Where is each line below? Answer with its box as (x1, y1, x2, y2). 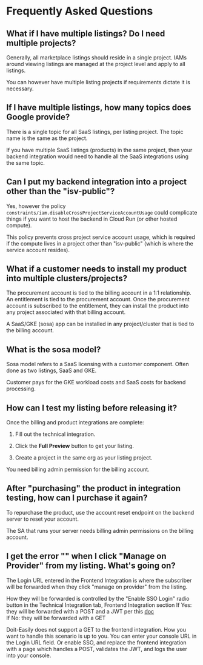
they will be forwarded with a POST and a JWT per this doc (6, 607, 155, 615)
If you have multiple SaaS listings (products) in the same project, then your (6, 146, 193, 153)
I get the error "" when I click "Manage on (6, 551, 167, 561)
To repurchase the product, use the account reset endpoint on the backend (6, 509, 195, 516)
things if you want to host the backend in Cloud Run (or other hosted (6, 215, 178, 222)
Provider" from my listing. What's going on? (6, 561, 176, 571)
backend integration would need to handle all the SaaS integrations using (6, 153, 189, 160)
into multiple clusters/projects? (6, 273, 128, 284)
